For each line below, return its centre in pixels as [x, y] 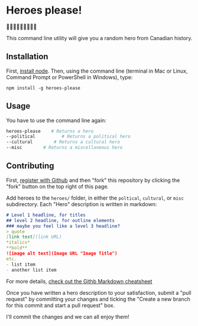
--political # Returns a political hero [69, 136]
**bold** [17, 248]
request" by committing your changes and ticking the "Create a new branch [98, 299]
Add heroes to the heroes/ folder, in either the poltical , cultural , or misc [95, 198]
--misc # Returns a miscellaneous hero [64, 148]
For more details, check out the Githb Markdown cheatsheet [79, 281]
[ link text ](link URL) [34, 237]
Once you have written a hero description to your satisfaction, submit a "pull [99, 292]
